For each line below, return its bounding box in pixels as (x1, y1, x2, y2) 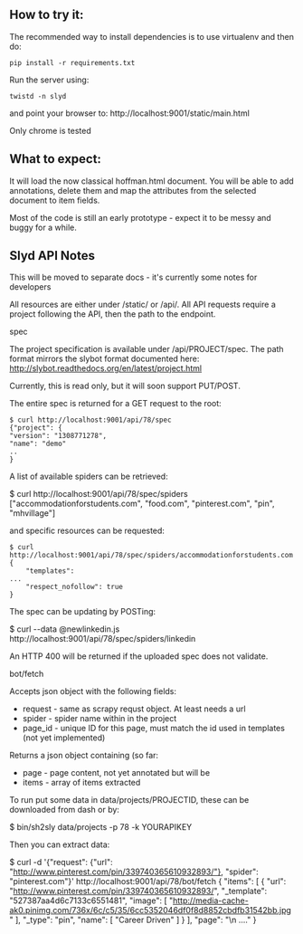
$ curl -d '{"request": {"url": (9, 857, 113, 868)
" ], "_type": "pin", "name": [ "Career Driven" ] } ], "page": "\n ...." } (9, 914, 257, 926)
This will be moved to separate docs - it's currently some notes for (9, 272, 258, 283)
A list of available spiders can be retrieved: (9, 471, 169, 482)
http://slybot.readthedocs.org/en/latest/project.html (9, 363, 202, 374)
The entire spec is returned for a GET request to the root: (9, 398, 222, 409)
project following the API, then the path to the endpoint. (9, 309, 216, 319)
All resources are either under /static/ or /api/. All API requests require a (9, 299, 276, 310)
